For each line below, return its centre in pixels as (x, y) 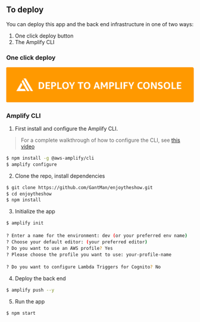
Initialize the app (35, 212)
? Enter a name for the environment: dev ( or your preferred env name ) (97, 236)
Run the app (30, 302)
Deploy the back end (40, 278)
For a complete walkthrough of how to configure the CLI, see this (100, 140)
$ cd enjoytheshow (29, 194)
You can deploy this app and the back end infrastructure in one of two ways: (100, 24)
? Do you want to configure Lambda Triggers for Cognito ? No (84, 267)
